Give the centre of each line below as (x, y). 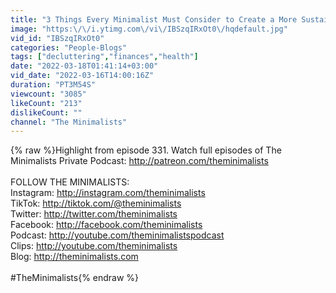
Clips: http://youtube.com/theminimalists (94, 246)
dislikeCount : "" (46, 112)
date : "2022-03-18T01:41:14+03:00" (84, 66)
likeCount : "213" (46, 103)
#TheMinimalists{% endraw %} (75, 278)
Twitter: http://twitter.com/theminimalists (94, 214)
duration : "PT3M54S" (53, 85)
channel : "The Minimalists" (69, 122)
